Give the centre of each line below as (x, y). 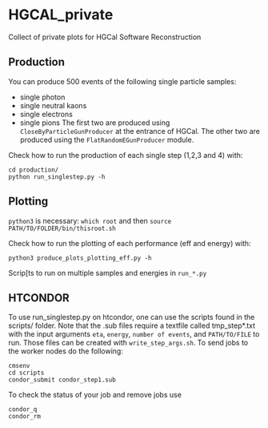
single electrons (46, 114)
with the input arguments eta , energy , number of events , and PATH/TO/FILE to (134, 334)
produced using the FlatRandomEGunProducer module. (107, 139)
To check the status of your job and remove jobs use (95, 395)
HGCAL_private (61, 15)
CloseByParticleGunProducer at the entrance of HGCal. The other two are (140, 131)
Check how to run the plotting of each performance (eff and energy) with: (130, 243)
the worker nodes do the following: (66, 351)
